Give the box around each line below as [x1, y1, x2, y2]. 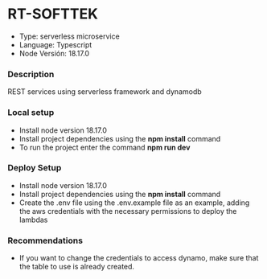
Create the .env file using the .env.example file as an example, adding [18, 198, 250, 207]
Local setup [7, 107, 55, 118]
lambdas [18, 215, 48, 224]
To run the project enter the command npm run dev [18, 142, 191, 152]
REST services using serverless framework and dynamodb [7, 87, 202, 96]
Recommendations [7, 235, 84, 246]
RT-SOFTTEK [7, 5, 98, 23]
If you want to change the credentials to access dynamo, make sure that [18, 253, 259, 263]
